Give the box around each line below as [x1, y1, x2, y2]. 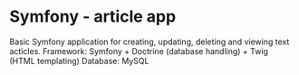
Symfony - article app [9, 6, 177, 27]
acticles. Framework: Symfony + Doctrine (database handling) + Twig [9, 45, 269, 56]
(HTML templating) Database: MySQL [9, 55, 149, 66]
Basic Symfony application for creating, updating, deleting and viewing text [9, 36, 290, 47]
